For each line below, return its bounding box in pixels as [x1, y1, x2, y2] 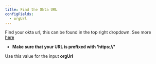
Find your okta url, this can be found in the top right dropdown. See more [5, 30, 152, 35]
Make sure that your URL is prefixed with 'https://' [12, 44, 116, 50]
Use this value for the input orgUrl [5, 53, 74, 59]
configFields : [5, 12, 34, 16]
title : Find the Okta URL [5, 7, 57, 12]
